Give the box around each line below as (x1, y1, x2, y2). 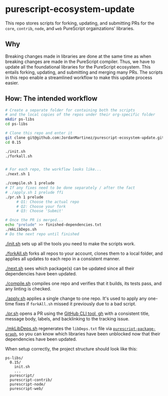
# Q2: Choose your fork (16, 204, 66, 209)
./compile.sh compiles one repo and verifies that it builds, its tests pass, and (5, 280, 162, 286)
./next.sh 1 (5, 172, 30, 177)
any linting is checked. (5, 285, 51, 291)
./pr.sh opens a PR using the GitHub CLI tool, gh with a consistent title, (5, 310, 150, 316)
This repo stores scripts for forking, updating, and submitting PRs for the (5, 20, 154, 26)
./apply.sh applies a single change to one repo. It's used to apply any (5, 295, 147, 301)
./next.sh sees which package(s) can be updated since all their (5, 265, 134, 271)
